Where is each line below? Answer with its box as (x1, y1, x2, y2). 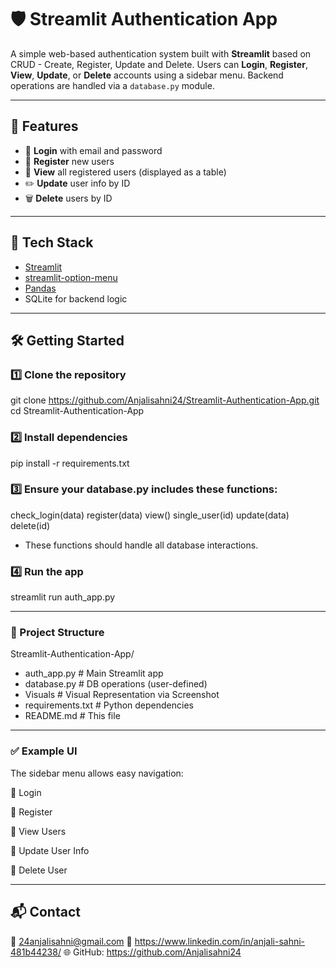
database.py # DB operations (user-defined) (24, 678, 208, 690)
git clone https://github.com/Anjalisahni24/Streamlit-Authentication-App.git (10, 394, 320, 406)
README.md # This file (24, 710, 121, 722)
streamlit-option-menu (24, 271, 118, 283)
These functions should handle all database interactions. (24, 539, 259, 551)
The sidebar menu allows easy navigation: (10, 767, 184, 779)
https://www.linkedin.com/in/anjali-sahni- (134, 935, 306, 947)
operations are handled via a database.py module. (10, 79, 215, 91)
